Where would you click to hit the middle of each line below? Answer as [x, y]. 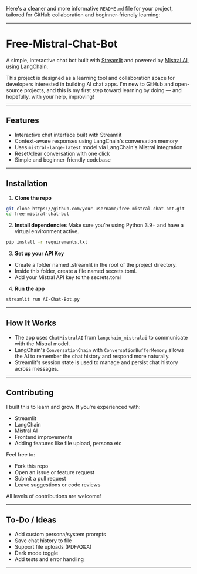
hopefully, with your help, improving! [50, 96]
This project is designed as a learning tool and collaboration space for [90, 78]
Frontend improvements [43, 437]
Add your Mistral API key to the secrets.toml [68, 277]
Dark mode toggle [36, 553]
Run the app [30, 289]
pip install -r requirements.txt [47, 242]
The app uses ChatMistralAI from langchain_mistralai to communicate [101, 337]
